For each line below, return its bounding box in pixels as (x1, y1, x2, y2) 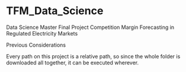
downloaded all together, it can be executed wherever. (6, 59, 139, 66)
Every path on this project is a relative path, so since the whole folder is (6, 53, 181, 60)
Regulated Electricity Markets (6, 30, 78, 37)
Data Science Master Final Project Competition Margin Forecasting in (6, 24, 175, 31)
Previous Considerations (6, 41, 66, 48)
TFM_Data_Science (6, 4, 104, 18)
